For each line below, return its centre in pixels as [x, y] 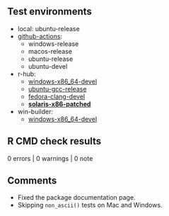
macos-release [50, 51]
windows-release [53, 44]
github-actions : [40, 36]
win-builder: [35, 111]
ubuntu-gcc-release [57, 89]
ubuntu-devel [48, 66]
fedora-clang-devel [57, 96]
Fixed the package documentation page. [76, 198]
